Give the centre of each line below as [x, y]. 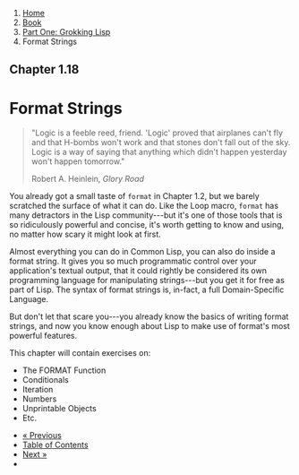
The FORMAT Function [64, 370]
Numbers [39, 399]
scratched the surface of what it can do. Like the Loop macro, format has [144, 206]
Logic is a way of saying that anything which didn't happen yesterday [159, 152]
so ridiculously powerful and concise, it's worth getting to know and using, [147, 225]
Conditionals [45, 380]
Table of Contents [55, 445]
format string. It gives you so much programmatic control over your [133, 261]
